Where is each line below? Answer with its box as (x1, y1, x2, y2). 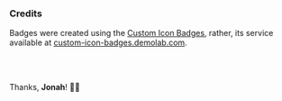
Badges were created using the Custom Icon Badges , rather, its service (9, 28, 274, 39)
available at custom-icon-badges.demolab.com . (9, 37, 187, 48)
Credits (9, 7, 42, 20)
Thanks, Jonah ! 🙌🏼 (9, 82, 81, 93)
